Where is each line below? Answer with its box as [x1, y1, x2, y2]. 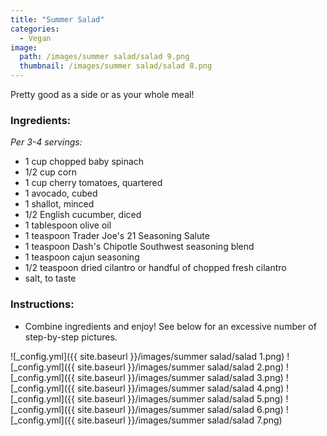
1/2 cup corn [24, 166, 77, 178]
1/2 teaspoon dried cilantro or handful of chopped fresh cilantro [24, 262, 287, 274]
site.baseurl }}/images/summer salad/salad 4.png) [76, 382, 285, 394]
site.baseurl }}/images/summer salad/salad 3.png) [76, 371, 284, 383]
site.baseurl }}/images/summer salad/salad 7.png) [76, 414, 283, 426]
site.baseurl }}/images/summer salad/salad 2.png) [76, 361, 285, 373]
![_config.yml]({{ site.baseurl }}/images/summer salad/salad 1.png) [10, 350, 285, 362]
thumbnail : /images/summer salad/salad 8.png [19, 61, 213, 71]
